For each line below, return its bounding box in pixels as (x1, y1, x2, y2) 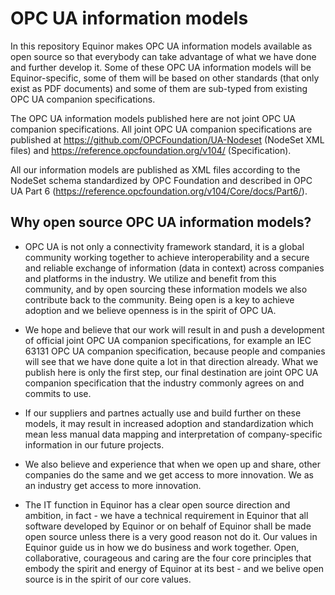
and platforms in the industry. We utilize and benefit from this (24, 272, 277, 284)
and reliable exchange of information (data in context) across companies (24, 262, 325, 274)
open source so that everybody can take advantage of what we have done (10, 50, 317, 62)
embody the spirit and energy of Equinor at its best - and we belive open (24, 562, 325, 574)
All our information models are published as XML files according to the (10, 163, 301, 176)
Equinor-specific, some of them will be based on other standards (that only (10, 72, 320, 84)
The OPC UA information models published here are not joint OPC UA (10, 112, 296, 124)
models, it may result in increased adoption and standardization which (24, 417, 314, 429)
